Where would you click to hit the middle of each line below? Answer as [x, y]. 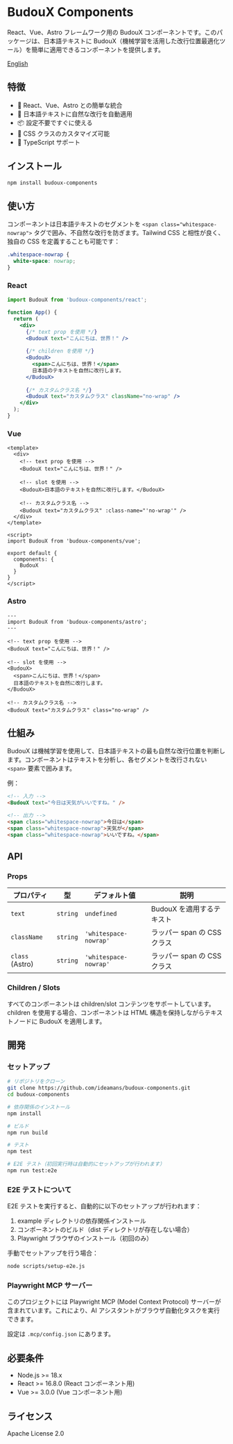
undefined [101, 914]
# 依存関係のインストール [39, 1107]
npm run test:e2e [32, 1171]
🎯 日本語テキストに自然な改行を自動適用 [75, 114]
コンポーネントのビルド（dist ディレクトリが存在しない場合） [105, 1230]
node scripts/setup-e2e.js [46, 1267]
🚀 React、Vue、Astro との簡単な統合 [70, 105]
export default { [32, 554]
